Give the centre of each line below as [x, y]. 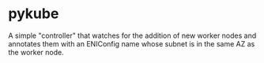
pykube [34, 14]
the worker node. [36, 52]
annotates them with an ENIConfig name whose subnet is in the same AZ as [132, 43]
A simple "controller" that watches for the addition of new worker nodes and [132, 35]
